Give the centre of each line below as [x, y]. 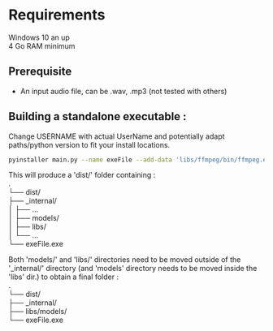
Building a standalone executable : [97, 116]
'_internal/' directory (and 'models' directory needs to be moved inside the [133, 269]
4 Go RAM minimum [42, 45]
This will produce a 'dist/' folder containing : [82, 175]
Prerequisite [40, 72]
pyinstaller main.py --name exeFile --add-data [91, 160]
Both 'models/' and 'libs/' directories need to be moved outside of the [125, 260]
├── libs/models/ [38, 312]
